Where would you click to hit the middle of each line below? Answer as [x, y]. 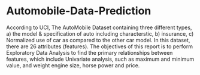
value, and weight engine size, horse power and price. [73, 65]
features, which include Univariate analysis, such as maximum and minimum [100, 59]
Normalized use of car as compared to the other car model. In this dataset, [98, 40]
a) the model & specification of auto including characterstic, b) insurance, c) [100, 33]
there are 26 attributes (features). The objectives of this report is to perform [100, 46]
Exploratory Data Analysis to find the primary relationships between [90, 52]
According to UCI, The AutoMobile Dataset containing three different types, [99, 27]
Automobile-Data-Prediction [79, 11]
